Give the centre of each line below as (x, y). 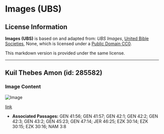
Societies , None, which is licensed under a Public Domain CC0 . (69, 44)
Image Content (23, 87)
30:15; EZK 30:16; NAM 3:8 (39, 126)
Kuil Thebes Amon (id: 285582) (54, 73)
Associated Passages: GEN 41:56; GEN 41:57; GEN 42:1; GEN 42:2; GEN (85, 116)
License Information (36, 27)
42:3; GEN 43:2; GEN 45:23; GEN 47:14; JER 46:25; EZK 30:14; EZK (80, 121)
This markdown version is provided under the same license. (65, 53)
